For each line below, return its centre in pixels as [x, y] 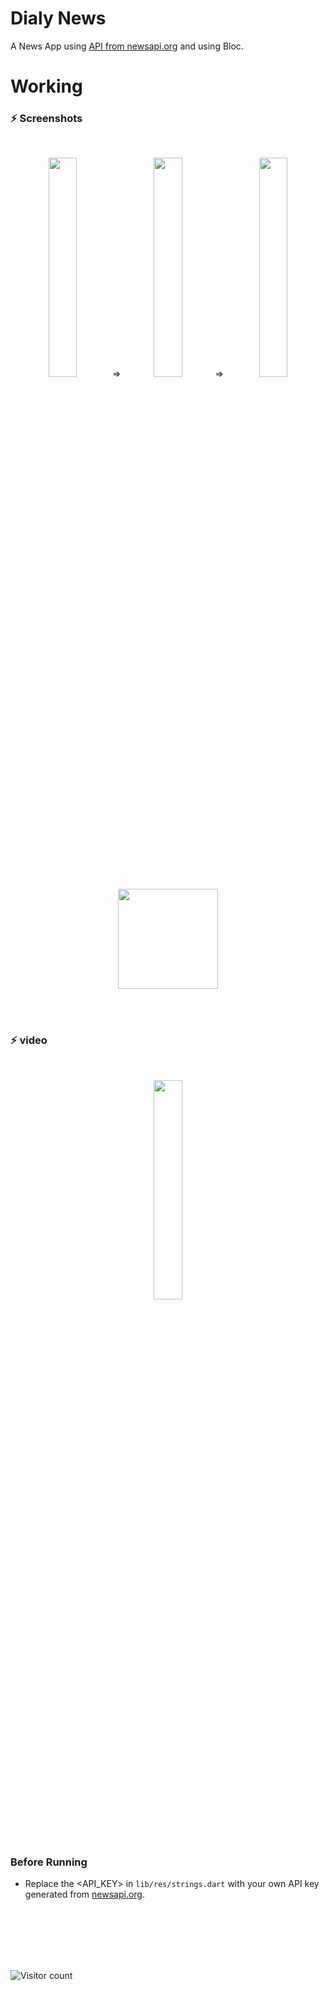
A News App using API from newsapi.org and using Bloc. [127, 46]
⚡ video [29, 1040]
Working [46, 86]
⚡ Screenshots [46, 119]
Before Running [49, 1862]
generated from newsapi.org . [84, 1894]
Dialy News [58, 18]
